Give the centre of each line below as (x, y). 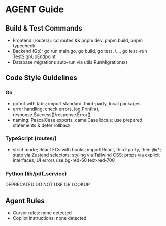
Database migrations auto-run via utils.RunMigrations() (70, 62)
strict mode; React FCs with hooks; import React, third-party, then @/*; (87, 149)
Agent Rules (25, 200)
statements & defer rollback (42, 125)
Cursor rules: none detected (42, 213)
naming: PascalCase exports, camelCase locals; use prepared (77, 120)
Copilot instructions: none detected (49, 218)
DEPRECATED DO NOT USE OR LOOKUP (48, 185)
